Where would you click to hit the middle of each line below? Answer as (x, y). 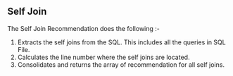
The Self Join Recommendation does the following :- (84, 28)
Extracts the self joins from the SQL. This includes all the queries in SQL (122, 42)
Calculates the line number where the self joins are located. (103, 57)
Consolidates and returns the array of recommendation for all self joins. (121, 64)
